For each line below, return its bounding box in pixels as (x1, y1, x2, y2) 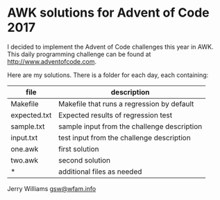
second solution (58, 155, 111, 165)
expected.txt (10, 110, 52, 119)
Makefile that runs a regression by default (58, 99, 194, 108)
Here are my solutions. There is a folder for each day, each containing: (7, 71, 209, 79)
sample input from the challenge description (58, 122, 203, 131)
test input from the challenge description (58, 133, 191, 142)
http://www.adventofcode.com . (7, 57, 97, 65)
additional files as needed (58, 167, 142, 176)
